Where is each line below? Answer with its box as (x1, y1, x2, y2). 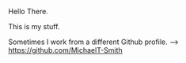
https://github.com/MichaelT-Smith (8, 46, 123, 54)
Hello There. (8, 7, 49, 16)
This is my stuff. (8, 22, 60, 31)
